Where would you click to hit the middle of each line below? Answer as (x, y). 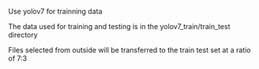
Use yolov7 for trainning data (55, 11)
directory (23, 35)
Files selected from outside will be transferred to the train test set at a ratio (129, 50)
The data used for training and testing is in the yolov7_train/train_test (119, 26)
